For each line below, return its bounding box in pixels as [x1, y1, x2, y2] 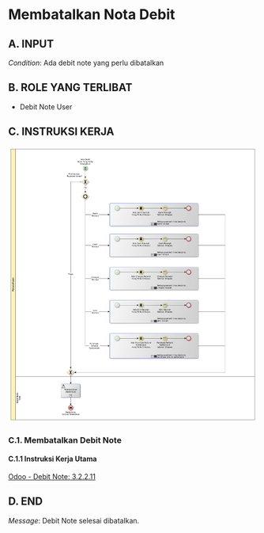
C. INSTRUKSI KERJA [8, 125, 115, 139]
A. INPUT [8, 37, 54, 51]
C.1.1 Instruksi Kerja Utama [8, 454, 97, 464]
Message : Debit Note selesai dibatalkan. [8, 516, 140, 525]
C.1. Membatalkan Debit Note [8, 434, 123, 445]
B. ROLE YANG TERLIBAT [8, 81, 133, 94]
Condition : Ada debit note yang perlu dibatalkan [8, 58, 164, 67]
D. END [8, 495, 43, 508]
